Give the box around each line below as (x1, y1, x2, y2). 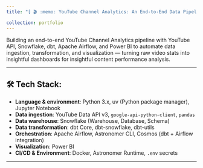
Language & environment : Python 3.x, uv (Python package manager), (14, 98, 190, 105)
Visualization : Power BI (14, 143, 74, 151)
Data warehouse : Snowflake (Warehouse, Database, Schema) (14, 117, 170, 125)
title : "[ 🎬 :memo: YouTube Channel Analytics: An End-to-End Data (6, 8, 181, 15)
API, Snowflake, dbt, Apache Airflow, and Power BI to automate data (6, 43, 176, 50)
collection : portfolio (6, 19, 63, 26)
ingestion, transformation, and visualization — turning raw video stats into (6, 49, 190, 56)
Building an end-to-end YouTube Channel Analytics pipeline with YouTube (6, 36, 190, 43)
